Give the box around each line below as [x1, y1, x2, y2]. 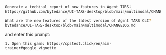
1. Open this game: [5, 41, 45, 46]
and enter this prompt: [5, 31, 50, 37]
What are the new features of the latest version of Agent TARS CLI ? [5, 18, 152, 23]
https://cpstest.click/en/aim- [47, 41, 112, 46]
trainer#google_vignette [5, 45, 56, 50]
